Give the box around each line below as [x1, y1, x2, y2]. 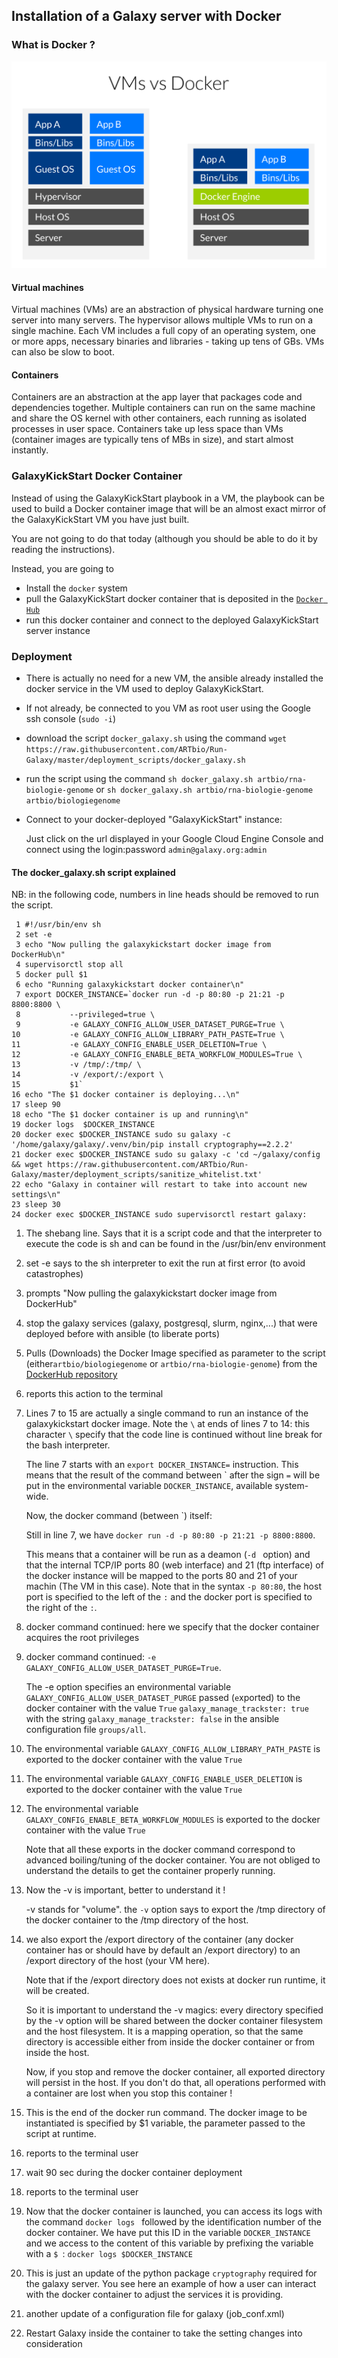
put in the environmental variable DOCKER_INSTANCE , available [25, 1480, 273, 1492]
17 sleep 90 [11, 1100, 61, 1110]
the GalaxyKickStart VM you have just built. [11, 513, 190, 525]
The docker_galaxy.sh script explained [11, 866, 176, 878]
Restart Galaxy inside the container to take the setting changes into [25, 2327, 303, 2339]
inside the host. [25, 2047, 90, 2059]
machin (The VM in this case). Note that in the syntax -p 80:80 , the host [25, 1580, 322, 1593]
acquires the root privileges [25, 1632, 140, 1644]
